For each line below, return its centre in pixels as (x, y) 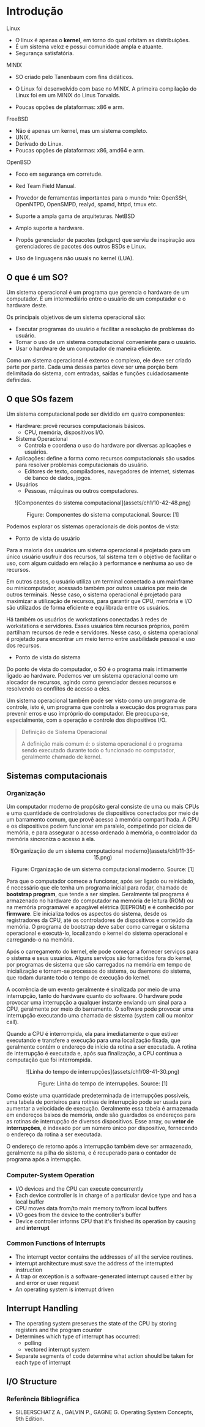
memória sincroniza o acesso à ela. (51, 839)
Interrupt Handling (42, 1309)
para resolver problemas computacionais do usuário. (82, 465)
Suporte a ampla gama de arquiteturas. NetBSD (75, 216)
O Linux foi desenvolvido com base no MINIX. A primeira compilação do (106, 88)
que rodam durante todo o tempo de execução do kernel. (79, 978)
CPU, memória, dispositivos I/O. (64, 432)
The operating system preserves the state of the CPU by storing (96, 1323)
